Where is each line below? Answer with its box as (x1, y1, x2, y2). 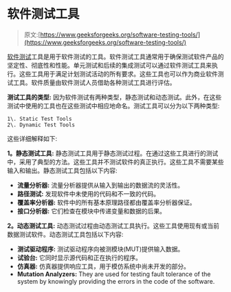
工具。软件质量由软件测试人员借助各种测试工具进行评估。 (12, 78, 176, 86)
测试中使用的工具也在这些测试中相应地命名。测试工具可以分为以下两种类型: (7, 101, 220, 110)
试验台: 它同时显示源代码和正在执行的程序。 (16, 253, 142, 262)
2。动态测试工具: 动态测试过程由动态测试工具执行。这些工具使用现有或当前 (7, 222, 220, 230)
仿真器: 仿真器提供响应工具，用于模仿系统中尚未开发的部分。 (16, 262, 190, 270)
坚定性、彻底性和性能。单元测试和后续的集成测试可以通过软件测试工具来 (7, 61, 212, 69)
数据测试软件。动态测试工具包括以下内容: (7, 230, 124, 238)
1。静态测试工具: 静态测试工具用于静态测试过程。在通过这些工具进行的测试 (7, 149, 219, 157)
